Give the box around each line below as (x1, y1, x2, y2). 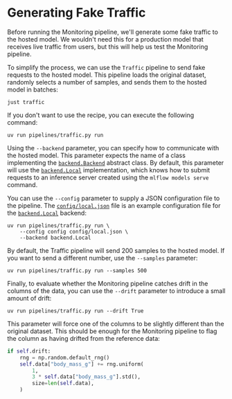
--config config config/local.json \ (19, 228, 129, 235)
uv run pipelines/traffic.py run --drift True (7, 307, 144, 314)
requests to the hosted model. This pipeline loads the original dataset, (7, 71, 206, 79)
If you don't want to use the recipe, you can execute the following (7, 111, 195, 119)
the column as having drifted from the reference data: (7, 334, 161, 342)
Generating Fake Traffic (7, 5, 146, 21)
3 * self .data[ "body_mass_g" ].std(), (32, 373, 141, 380)
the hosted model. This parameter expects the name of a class (7, 151, 186, 159)
